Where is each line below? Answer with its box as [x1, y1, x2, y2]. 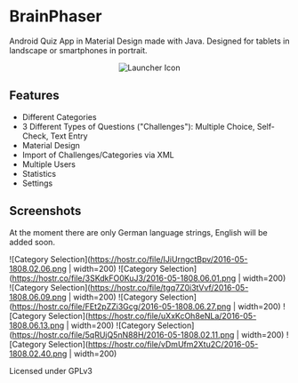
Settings [21, 178, 53, 188]
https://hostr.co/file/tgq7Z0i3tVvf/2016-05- [90, 282, 249, 292]
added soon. [9, 236, 56, 247]
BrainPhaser [9, 6, 102, 27]
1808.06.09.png [9, 291, 67, 302]
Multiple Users [21, 158, 76, 170]
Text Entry [50, 131, 88, 141]
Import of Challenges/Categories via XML [21, 149, 175, 160]
